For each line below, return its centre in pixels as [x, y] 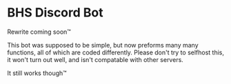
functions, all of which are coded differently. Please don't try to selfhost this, [116, 52]
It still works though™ [37, 73]
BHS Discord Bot [55, 13]
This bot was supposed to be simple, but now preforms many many [103, 45]
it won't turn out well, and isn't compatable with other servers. [96, 59]
